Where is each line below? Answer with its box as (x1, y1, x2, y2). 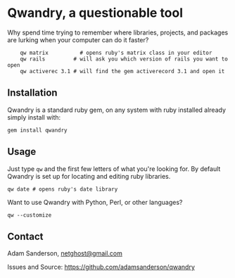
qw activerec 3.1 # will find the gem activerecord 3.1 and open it (20, 68, 225, 75)
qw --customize (7, 211, 52, 219)
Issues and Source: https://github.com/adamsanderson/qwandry (7, 263, 196, 272)
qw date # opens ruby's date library (7, 185, 118, 193)
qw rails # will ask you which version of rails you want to (20, 55, 229, 63)
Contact (7, 230, 44, 242)
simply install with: (7, 113, 61, 121)
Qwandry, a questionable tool (7, 5, 184, 21)
